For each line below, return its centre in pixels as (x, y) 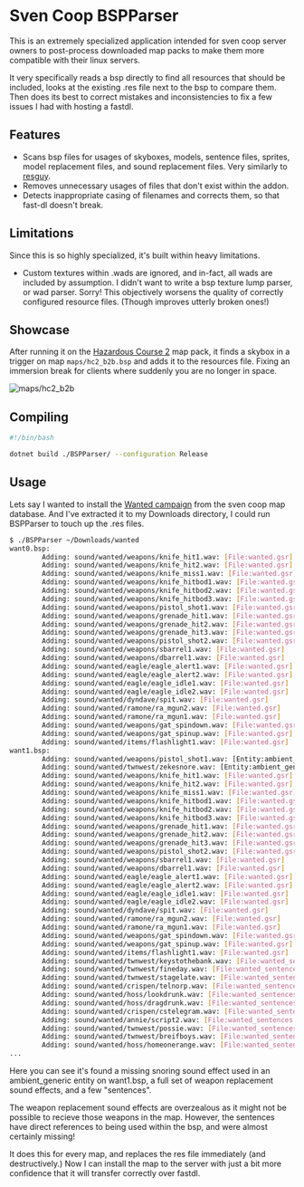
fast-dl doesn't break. (63, 205)
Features (35, 135)
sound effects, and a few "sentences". (81, 1090)
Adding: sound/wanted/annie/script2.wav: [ (125, 1019)
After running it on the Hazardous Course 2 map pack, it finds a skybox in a (150, 352)
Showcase (40, 330)
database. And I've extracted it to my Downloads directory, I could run (140, 513)
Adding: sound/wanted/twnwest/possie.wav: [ (127, 1029)
